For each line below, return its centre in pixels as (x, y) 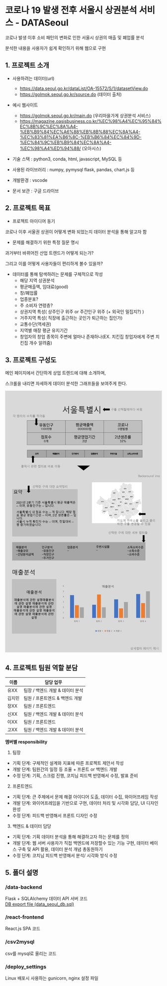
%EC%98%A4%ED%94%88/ (50, 148)
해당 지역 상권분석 (37, 280)
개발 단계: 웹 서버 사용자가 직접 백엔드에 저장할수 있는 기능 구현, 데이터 (81, 843)
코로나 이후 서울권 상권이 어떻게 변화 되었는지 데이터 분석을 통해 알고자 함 (76, 232)
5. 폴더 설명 (22, 872)
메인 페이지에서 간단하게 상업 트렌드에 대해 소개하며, (55, 373)
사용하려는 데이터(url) (33, 78)
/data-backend (24, 887)
